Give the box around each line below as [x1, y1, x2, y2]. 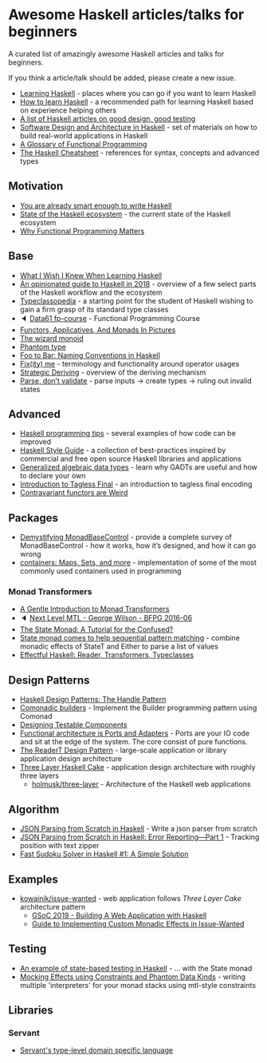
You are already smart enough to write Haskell [19, 200, 172, 210]
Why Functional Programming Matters [19, 226, 145, 236]
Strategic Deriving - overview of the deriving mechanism [19, 367, 206, 377]
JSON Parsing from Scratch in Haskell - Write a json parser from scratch [19, 824, 257, 834]
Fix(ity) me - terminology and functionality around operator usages [19, 359, 240, 368]
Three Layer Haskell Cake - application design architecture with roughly [19, 763, 257, 772]
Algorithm [8, 803, 60, 816]
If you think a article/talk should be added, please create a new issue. [8, 73, 237, 82]
